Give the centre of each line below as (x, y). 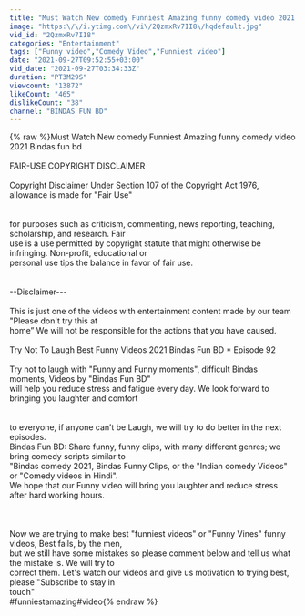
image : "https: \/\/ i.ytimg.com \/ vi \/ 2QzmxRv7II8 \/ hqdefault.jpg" (136, 26)
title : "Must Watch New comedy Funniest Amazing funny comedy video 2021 (152, 18)
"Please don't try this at (54, 321)
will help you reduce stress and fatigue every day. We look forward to (140, 389)
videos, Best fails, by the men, (66, 544)
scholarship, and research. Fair (67, 234)
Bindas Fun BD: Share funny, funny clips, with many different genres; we (145, 447)
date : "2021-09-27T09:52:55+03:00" (77, 60)
